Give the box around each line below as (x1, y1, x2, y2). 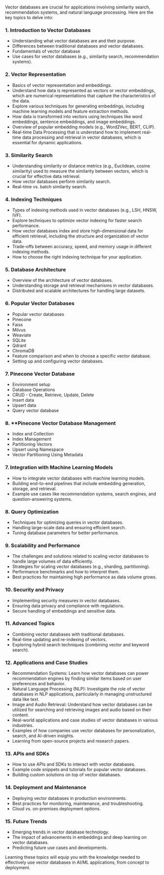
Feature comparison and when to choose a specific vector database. (12, 353, 151, 359)
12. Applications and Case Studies (5, 659, 88, 666)
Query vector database (12, 408, 59, 413)
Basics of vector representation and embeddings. (12, 82, 112, 88)
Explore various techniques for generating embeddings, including (12, 103, 144, 109)
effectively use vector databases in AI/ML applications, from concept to (5, 859, 149, 865)
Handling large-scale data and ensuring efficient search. (12, 524, 126, 530)
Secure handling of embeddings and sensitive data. (12, 608, 117, 614)
